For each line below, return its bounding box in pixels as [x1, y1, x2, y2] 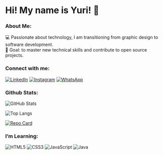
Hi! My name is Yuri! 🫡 [5, 5, 99, 16]
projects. [5, 53, 24, 59]
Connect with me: [5, 65, 50, 72]
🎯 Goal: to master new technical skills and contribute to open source [5, 47, 147, 53]
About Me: [5, 23, 32, 30]
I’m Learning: [5, 133, 39, 139]
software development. [5, 41, 53, 47]
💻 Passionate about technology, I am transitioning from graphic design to [5, 34, 158, 40]
